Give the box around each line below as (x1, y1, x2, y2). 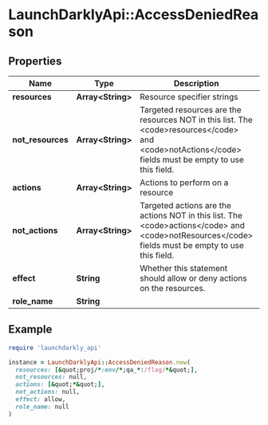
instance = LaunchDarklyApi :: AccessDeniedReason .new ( (8, 358, 191, 366)
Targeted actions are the (139, 200, 231, 211)
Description (173, 78, 219, 89)
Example (8, 323, 53, 336)
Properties (8, 54, 62, 68)
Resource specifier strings (139, 92, 238, 102)
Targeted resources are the (139, 104, 242, 115)
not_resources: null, (15, 373, 88, 381)
